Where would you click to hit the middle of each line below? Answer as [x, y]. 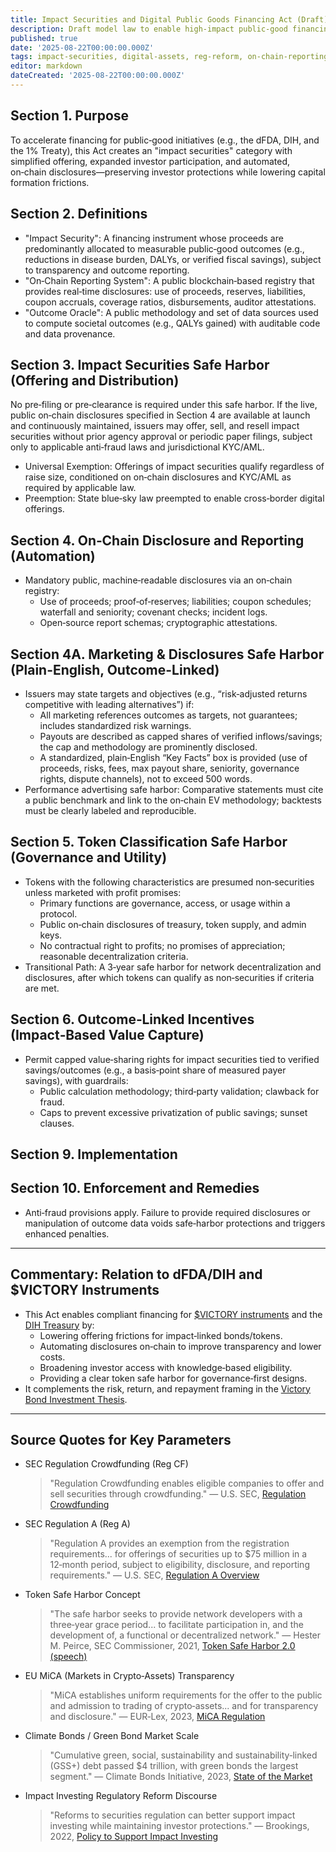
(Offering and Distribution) [95, 380]
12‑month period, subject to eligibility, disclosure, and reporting [179, 1565]
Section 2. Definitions [79, 214]
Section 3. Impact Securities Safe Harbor [140, 364]
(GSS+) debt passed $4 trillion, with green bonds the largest [174, 1766]
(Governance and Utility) [89, 857]
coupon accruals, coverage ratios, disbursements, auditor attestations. [170, 302]
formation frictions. [50, 182]
